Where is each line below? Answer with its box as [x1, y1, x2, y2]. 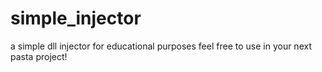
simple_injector [10, 7, 142, 30]
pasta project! [10, 50, 68, 62]
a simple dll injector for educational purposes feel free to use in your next [10, 40, 312, 52]
